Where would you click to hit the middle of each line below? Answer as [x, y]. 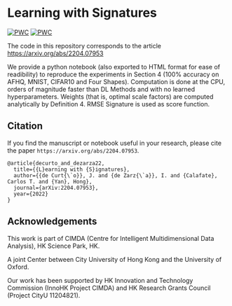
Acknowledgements [52, 222]
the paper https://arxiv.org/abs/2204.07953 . [73, 150]
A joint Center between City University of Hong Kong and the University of [115, 259]
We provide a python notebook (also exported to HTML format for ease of [114, 67]
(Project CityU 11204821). [44, 295]
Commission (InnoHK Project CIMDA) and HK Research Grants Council [109, 288]
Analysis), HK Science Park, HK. [54, 246]
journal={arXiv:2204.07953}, [56, 188]
